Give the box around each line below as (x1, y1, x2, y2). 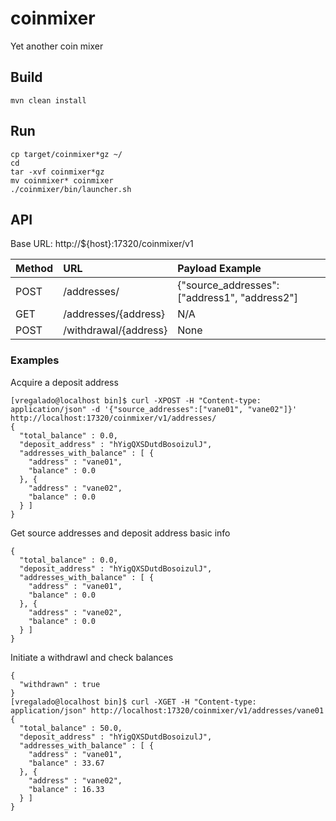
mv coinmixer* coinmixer (10, 175, 114, 186)
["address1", (177, 291, 238, 305)
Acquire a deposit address (10, 376, 119, 388)
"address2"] (239, 291, 298, 305)
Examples (10, 353, 60, 367)
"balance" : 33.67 (28, 758, 105, 768)
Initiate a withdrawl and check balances (10, 651, 174, 663)
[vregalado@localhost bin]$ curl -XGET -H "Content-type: (10, 697, 257, 707)
